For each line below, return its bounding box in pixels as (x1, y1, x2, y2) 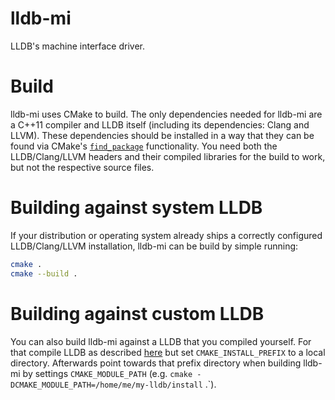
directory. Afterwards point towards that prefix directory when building (10, 357, 302, 369)
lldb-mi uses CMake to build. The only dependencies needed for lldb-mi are (10, 108, 323, 120)
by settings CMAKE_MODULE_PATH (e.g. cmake (22, 367, 193, 379)
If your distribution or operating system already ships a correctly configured (10, 229, 323, 241)
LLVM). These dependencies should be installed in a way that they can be (10, 129, 315, 141)
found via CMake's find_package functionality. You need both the (10, 140, 278, 152)
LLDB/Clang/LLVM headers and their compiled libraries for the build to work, (10, 150, 326, 162)
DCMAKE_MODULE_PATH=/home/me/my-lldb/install (10, 380, 203, 390)
